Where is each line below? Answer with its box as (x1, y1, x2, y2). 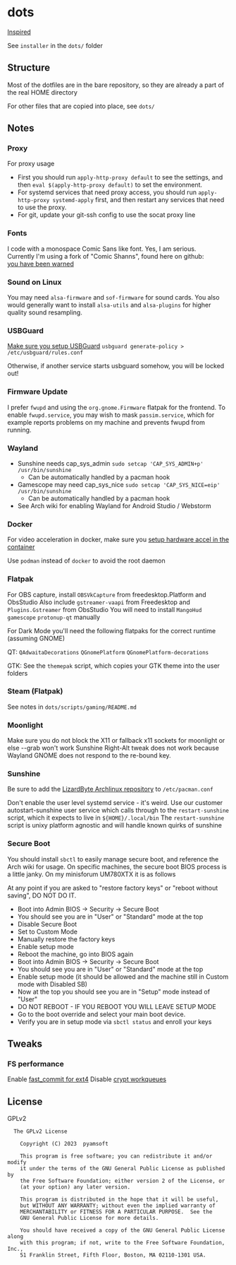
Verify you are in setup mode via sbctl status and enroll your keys (17, 1017, 212, 1025)
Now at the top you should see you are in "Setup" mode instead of (17, 987, 210, 996)
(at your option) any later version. (20, 1184, 131, 1191)
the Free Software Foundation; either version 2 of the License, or (20, 1177, 225, 1184)
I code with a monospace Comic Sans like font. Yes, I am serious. (7, 245, 197, 253)
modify (7, 1159, 27, 1166)
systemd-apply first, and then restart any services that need (52, 196, 225, 204)
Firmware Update (7, 387, 68, 396)
